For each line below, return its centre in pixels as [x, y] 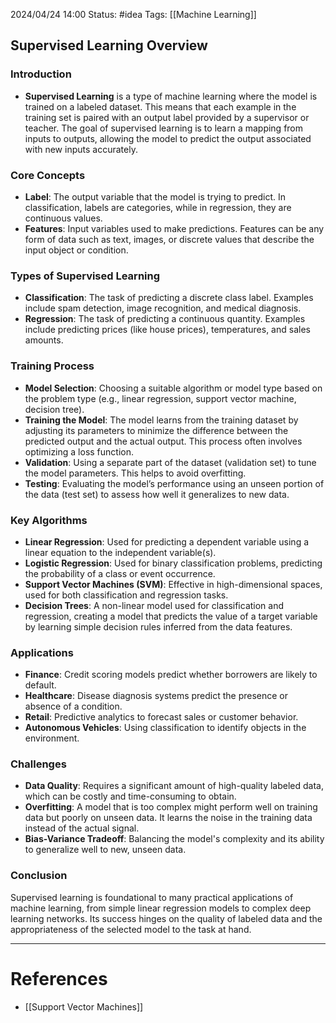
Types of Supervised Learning [85, 276]
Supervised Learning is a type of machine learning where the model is [171, 96]
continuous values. [63, 218]
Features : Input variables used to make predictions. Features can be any [174, 228]
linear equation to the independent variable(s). [120, 552]
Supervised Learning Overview [109, 45]
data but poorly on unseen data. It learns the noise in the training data [168, 818]
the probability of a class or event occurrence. [120, 573]
